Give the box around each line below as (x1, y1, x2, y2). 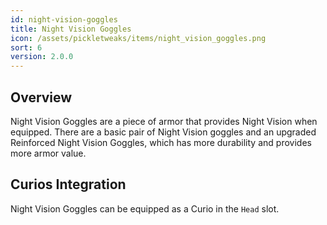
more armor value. (10, 147, 87, 159)
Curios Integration (10, 176, 127, 193)
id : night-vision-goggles (10, 14, 118, 25)
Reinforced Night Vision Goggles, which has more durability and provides (10, 136, 312, 148)
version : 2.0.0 (10, 52, 74, 62)
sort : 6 (10, 42, 43, 53)
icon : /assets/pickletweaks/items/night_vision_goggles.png (10, 33, 267, 43)
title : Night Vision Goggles (10, 24, 132, 34)
